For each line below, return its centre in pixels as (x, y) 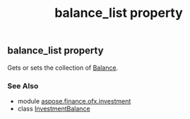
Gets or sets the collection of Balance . (63, 68)
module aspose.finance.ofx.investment (74, 101)
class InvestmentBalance (54, 108)
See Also (23, 86)
